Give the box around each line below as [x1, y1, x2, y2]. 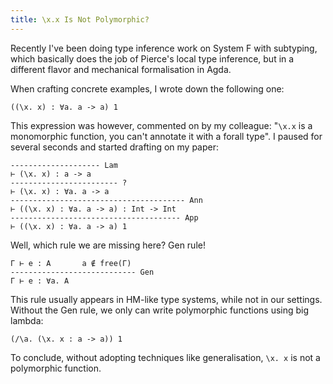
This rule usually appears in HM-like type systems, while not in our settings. [10, 293, 323, 305]
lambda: [10, 314, 44, 326]
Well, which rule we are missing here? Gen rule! [10, 239, 206, 251]
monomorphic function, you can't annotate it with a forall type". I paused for [10, 130, 323, 142]
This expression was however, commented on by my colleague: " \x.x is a [10, 119, 313, 131]
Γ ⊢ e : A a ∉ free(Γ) [10, 258, 132, 268]
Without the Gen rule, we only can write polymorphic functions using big [10, 304, 310, 316]
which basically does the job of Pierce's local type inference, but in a [10, 52, 295, 65]
